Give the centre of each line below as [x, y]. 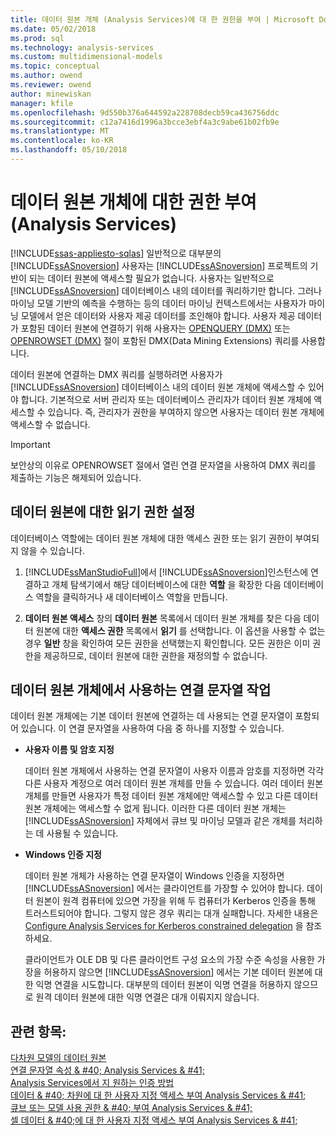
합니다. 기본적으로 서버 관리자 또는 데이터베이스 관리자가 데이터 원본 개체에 [166, 399]
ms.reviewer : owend [51, 85]
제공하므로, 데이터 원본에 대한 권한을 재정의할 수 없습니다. [155, 655]
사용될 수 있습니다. [82, 833]
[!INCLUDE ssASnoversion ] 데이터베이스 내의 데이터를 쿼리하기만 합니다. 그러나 [166, 290]
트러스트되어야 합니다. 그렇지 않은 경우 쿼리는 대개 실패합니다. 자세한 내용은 [171, 913]
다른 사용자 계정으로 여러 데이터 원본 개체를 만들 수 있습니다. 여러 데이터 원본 [174, 783]
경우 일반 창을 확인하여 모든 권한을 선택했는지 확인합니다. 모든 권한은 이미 [167, 643]
